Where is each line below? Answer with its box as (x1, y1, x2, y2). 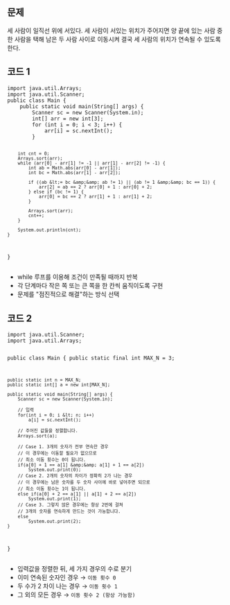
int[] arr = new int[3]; (32, 115, 104, 122)
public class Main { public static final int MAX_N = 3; (7, 355, 175, 362)
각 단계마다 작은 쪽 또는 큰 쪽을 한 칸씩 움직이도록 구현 (17, 282, 163, 290)
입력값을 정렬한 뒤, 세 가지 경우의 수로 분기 (17, 564, 132, 572)
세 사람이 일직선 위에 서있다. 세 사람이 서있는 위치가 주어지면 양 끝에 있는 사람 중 (7, 26, 223, 35)
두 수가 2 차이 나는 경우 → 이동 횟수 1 (17, 581, 118, 590)
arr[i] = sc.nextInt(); (44, 127, 113, 134)
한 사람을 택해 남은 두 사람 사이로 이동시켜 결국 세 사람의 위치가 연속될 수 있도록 (7, 35, 222, 43)
